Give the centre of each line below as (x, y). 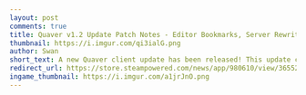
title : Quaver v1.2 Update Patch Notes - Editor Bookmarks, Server (140, 34)
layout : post (34, 18)
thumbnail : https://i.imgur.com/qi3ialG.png (95, 43)
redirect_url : (36, 69)
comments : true (38, 26)
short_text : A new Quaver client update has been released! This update (150, 60)
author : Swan (34, 52)
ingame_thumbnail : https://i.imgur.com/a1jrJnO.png (109, 77)
